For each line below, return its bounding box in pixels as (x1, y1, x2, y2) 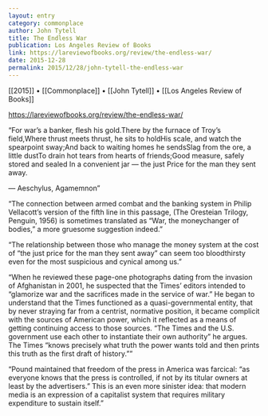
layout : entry (8, 11, 56, 20)
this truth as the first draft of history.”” (8, 349, 133, 358)
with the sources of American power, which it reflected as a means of (8, 314, 237, 324)
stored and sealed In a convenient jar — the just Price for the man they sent (8, 159, 257, 169)
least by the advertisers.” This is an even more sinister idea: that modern (8, 381, 246, 390)
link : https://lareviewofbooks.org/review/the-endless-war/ (8, 49, 213, 57)
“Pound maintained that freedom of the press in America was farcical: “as (8, 364, 250, 374)
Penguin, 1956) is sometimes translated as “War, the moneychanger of (8, 215, 239, 225)
